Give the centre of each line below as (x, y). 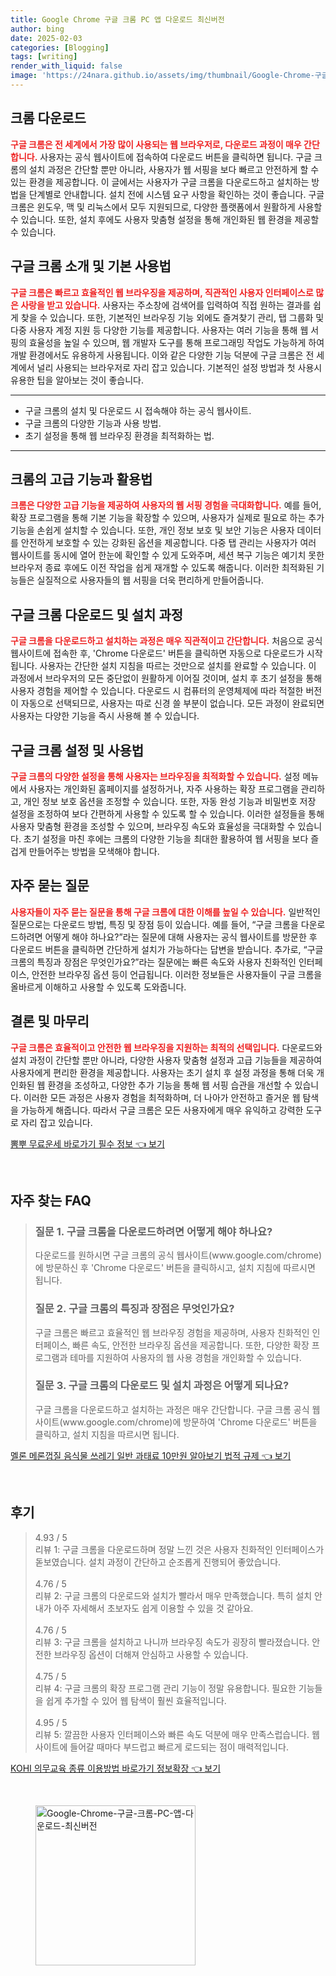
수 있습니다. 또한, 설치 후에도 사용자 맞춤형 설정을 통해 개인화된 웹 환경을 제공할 (165, 219)
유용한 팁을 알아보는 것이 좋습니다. (77, 380)
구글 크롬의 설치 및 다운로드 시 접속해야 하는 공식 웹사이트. (138, 410)
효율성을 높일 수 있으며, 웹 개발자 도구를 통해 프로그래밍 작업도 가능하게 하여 (176, 342)
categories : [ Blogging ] (60, 47)
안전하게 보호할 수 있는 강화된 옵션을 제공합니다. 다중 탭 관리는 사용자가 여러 (168, 543)
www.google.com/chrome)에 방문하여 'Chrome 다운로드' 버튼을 (190, 1422)
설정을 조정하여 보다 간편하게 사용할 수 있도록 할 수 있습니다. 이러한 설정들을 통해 (167, 813)
